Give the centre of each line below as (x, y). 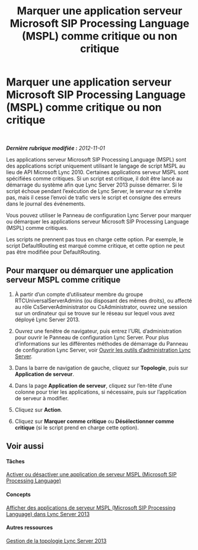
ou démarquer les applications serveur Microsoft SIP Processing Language (98, 222)
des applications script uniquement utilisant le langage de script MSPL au (96, 166)
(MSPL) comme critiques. (37, 227)
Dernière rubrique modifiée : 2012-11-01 (56, 148)
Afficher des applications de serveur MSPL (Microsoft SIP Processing (91, 508)
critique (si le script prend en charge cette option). (77, 427)
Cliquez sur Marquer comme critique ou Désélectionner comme (94, 421)
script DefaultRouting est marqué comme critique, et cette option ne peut (95, 245)
